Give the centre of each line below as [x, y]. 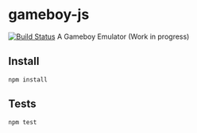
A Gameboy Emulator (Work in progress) [123, 36]
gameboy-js [49, 15]
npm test [23, 122]
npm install [28, 80]
